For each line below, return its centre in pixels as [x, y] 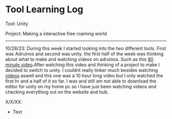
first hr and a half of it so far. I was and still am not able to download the [81, 81]
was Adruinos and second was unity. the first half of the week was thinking [84, 54]
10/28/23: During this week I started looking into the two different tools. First [86, 48]
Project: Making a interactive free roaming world [56, 33]
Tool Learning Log [44, 9]
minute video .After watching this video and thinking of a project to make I [83, 65]
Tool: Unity [17, 24]
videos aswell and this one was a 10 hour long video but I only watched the [84, 75]
